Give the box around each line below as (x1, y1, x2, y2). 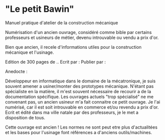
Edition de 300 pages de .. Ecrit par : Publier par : (5, 59, 106, 65)
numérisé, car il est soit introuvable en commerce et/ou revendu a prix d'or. (5, 104, 159, 110)
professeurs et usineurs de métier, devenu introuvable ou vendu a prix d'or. (5, 35, 159, 40)
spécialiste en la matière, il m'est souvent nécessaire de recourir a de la (5, 88, 151, 94)
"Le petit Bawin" (5, 3, 74, 15)
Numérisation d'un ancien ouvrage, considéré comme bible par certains (5, 29, 152, 35)
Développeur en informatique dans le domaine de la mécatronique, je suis (5, 78, 156, 84)
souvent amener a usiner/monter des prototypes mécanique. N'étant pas (5, 83, 154, 89)
